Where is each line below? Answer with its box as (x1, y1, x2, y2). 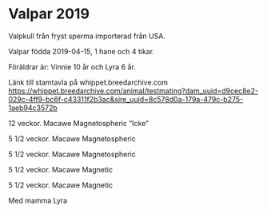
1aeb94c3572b (8, 103, 58, 112)
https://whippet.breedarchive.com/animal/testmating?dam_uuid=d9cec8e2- (8, 85, 258, 96)
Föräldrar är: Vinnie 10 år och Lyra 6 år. (8, 61, 136, 72)
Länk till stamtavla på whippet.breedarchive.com (8, 77, 169, 87)
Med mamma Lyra (8, 195, 68, 205)
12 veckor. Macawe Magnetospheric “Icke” (8, 118, 149, 128)
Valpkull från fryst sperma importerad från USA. (8, 31, 166, 41)
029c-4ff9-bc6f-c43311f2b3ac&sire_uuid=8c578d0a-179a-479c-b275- (8, 94, 244, 104)
